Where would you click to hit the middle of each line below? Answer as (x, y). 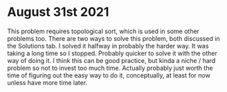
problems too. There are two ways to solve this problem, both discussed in (113, 38)
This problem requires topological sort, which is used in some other (103, 31)
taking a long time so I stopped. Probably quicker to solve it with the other (112, 53)
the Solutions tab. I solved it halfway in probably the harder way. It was (108, 46)
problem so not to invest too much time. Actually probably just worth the (110, 68)
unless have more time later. (47, 82)
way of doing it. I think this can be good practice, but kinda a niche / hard (111, 60)
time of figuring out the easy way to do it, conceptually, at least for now (109, 75)
